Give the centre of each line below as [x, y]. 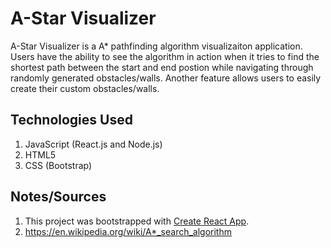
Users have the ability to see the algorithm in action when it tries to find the [165, 56]
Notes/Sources [58, 197]
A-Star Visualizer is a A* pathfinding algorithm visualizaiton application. [156, 46]
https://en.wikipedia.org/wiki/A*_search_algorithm [128, 231]
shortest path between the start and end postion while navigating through [162, 67]
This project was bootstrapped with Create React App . [137, 221]
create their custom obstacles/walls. [85, 88]
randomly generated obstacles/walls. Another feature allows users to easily [166, 78]
